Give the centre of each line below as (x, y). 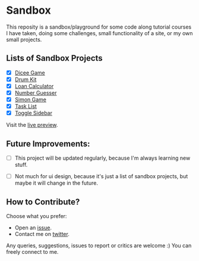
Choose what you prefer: (37, 216)
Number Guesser (36, 92)
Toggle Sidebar (33, 113)
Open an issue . (33, 228)
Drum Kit (26, 79)
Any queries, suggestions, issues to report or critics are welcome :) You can (99, 246)
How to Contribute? (43, 202)
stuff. (21, 165)
